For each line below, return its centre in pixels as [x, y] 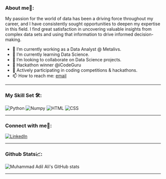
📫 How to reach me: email [39, 76]
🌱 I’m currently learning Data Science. [51, 54]
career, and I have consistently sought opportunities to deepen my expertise [83, 24]
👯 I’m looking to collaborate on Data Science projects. [67, 60]
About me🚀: [20, 8]
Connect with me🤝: [29, 126]
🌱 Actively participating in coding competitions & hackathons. [75, 70]
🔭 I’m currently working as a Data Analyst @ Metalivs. [67, 49]
